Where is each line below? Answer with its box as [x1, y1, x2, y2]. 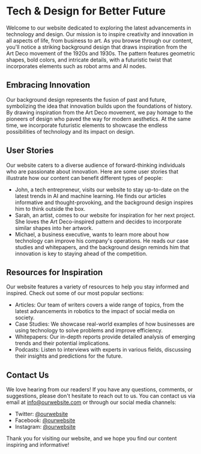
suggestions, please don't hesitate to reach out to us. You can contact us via [6, 393, 196, 400]
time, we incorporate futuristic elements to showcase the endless [6, 122, 168, 129]
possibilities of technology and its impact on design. [6, 128, 135, 135]
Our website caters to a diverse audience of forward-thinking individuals [6, 161, 185, 169]
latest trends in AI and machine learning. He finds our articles [14, 192, 167, 199]
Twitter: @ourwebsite [14, 411, 68, 418]
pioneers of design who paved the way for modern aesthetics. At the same [6, 115, 191, 122]
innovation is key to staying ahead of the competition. [14, 250, 148, 257]
